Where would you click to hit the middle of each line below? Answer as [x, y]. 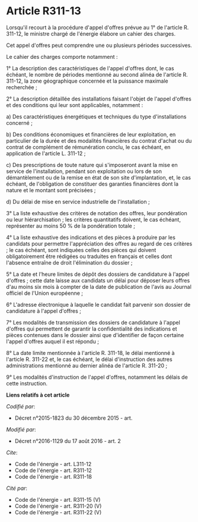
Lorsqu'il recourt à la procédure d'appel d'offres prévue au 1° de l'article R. [98, 27]
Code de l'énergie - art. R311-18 [53, 476]
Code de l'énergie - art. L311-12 [53, 464]
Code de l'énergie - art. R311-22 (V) [58, 512]
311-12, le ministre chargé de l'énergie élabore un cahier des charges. [91, 33]
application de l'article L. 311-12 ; [46, 153]
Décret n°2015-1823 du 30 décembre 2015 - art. [74, 418]
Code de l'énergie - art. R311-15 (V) [58, 499]
